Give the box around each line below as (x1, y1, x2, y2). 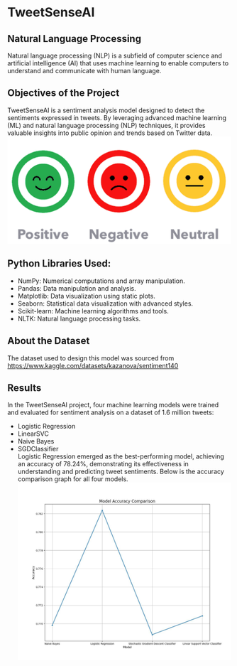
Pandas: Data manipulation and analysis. (17, 284, 136, 292)
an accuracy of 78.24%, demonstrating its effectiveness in (17, 460, 189, 468)
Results (7, 382, 42, 394)
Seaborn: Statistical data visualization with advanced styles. (17, 299, 194, 308)
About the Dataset (7, 335, 90, 347)
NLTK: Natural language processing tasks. (17, 314, 141, 323)
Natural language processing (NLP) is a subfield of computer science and (7, 51, 222, 60)
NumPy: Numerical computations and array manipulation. (17, 276, 186, 285)
